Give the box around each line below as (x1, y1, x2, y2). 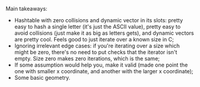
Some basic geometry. (14, 74, 70, 81)
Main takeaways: (5, 5, 47, 12)
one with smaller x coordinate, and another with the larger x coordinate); (14, 68, 193, 74)
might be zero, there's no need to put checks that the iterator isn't (14, 49, 178, 56)
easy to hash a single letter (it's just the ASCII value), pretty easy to (14, 23, 181, 30)
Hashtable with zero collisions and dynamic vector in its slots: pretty (14, 17, 183, 23)
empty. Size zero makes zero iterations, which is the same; (14, 55, 160, 62)
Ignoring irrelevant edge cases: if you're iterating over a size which (14, 42, 180, 49)
